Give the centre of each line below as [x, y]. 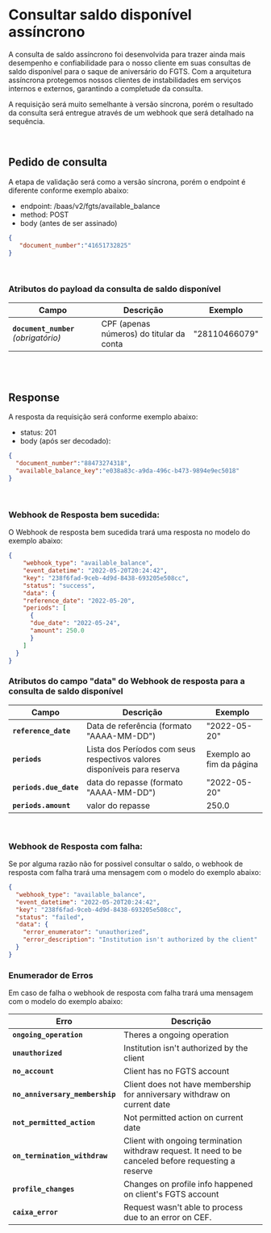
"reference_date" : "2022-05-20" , [79, 601]
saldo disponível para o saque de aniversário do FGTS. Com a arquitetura [130, 71]
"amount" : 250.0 [57, 631]
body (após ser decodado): [65, 441]
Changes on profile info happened [188, 1185]
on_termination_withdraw [60, 1156]
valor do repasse [118, 806]
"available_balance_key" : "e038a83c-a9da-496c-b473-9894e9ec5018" [128, 471]
